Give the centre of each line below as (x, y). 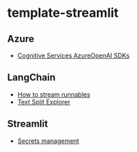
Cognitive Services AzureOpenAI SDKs (73, 55)
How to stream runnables (54, 94)
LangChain (31, 77)
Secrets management (48, 141)
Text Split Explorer (44, 102)
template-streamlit (63, 13)
